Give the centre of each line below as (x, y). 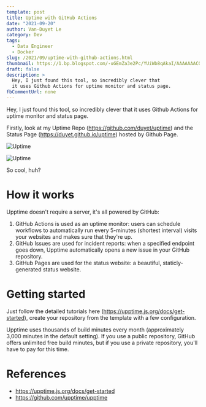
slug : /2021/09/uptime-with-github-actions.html (70, 58)
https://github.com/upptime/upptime (61, 397)
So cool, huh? (24, 170)
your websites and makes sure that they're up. (74, 236)
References (36, 374)
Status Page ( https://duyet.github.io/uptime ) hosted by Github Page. (93, 134)
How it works (40, 195)
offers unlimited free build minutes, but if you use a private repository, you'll (102, 343)
